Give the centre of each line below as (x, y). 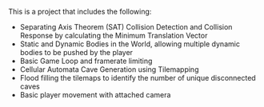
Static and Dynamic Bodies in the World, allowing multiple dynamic (130, 44)
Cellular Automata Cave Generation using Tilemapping (109, 69)
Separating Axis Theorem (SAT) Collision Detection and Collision (126, 27)
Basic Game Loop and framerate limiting (86, 61)
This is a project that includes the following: (80, 12)
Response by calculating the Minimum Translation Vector (114, 36)
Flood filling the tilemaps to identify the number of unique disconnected (138, 78)
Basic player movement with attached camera (95, 95)
